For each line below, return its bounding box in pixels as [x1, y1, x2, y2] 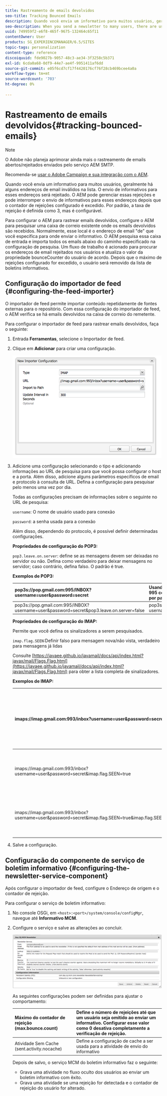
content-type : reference [5, 50, 57, 55]
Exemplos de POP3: [12, 573, 54, 579]
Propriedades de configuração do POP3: [12, 543, 98, 549]
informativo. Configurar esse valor [76, 1020, 150, 1026]
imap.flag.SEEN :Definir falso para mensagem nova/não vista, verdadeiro [12, 638, 160, 644]
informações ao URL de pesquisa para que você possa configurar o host [12, 468, 162, 474]
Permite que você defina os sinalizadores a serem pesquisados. [12, 628, 144, 634]
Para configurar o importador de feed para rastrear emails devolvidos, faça [5, 321, 159, 327]
